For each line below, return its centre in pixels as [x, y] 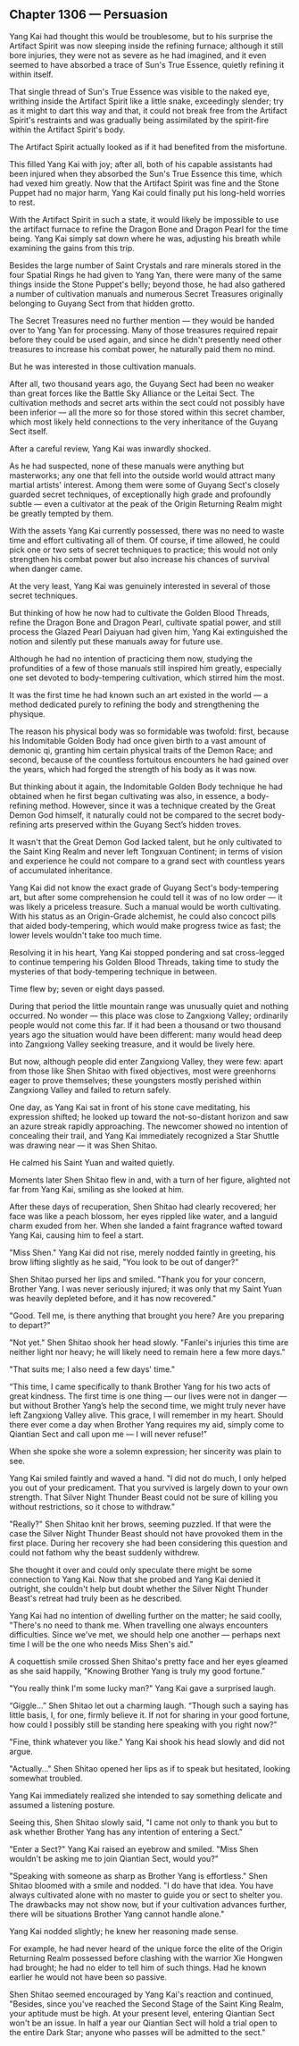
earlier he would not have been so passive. [88, 1977]
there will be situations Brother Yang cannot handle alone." [117, 1914]
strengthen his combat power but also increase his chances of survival [139, 559]
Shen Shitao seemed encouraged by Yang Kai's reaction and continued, [141, 1994]
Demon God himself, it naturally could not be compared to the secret [135, 815]
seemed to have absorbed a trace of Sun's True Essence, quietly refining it [147, 64]
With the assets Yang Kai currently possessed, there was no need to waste [147, 530]
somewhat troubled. [46, 1778]
